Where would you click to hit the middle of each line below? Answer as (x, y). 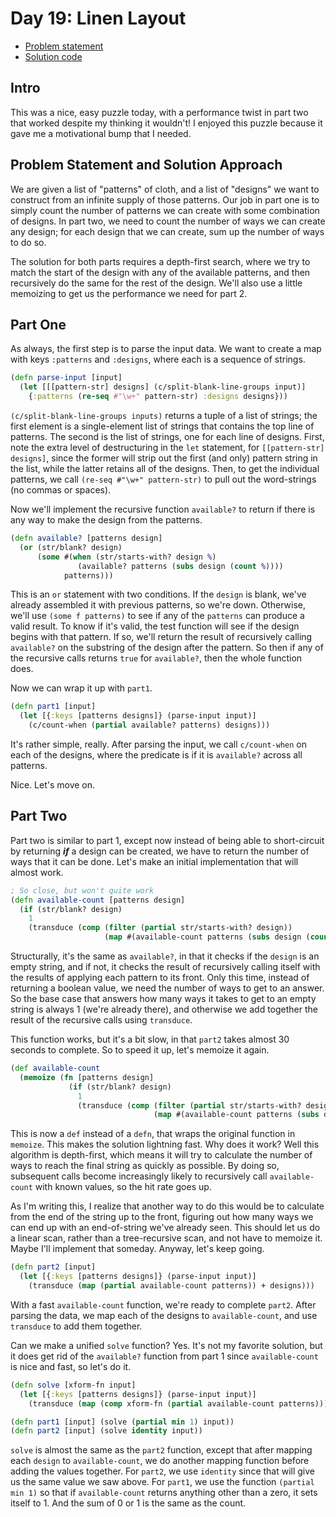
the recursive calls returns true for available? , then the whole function (156, 658)
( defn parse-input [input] (66, 378)
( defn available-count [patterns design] (98, 900)
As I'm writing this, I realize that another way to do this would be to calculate (167, 1206)
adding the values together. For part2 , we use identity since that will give (163, 1471)
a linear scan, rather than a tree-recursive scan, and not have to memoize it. (166, 1238)
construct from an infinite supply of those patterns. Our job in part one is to (165, 199)
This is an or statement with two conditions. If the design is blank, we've (158, 594)
